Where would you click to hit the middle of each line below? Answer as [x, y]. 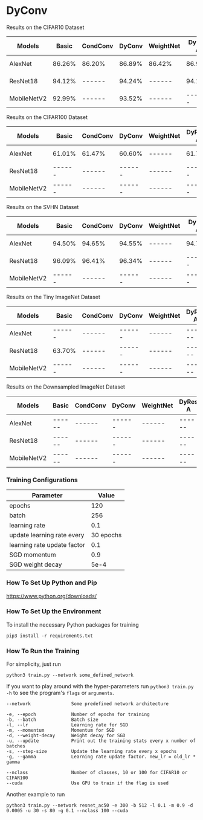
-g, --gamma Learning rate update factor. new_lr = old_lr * [101, 757]
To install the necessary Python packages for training [72, 625]
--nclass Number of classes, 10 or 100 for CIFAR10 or [97, 773]
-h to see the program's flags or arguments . [60, 693]
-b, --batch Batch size [52, 720]
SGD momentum [33, 555]
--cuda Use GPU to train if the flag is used [88, 783]
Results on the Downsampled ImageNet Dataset [66, 387]
